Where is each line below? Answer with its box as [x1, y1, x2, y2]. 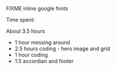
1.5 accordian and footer [14, 58, 74, 64]
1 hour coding [14, 51, 48, 58]
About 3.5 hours [6, 27, 45, 34]
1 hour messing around [14, 39, 71, 46]
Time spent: [6, 16, 35, 23]
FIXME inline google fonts [6, 5, 69, 12]
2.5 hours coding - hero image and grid [14, 45, 111, 52]
